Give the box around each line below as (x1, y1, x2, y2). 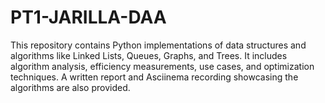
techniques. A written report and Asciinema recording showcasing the (10, 71, 299, 83)
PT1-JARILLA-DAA (10, 6, 167, 29)
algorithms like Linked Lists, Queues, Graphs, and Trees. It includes (10, 49, 288, 61)
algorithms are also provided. (10, 81, 131, 93)
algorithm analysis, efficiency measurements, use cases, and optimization (10, 60, 315, 72)
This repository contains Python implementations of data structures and (10, 39, 307, 51)
